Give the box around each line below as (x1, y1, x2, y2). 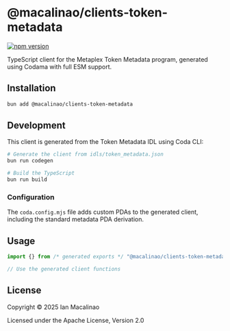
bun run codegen (7, 158, 53, 164)
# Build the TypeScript (7, 170, 75, 177)
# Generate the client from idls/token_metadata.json (7, 151, 164, 158)
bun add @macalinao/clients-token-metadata (7, 101, 133, 108)
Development (7, 120, 66, 132)
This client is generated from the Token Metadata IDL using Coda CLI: (7, 138, 204, 146)
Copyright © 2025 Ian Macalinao (7, 303, 100, 311)
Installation (7, 82, 56, 94)
